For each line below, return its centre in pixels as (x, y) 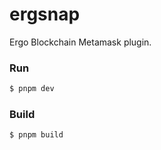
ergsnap (45, 14)
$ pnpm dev (32, 89)
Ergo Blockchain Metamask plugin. (80, 42)
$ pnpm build (36, 135)
